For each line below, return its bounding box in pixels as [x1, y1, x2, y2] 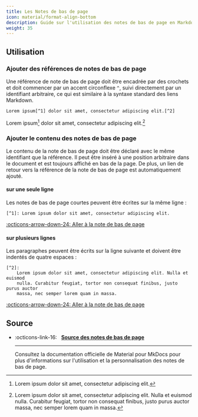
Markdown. [6, 97, 34, 104]
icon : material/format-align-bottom [6, 14, 96, 20]
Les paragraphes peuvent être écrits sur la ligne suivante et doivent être [6, 247, 181, 254]
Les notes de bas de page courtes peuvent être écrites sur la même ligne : [6, 199, 187, 206]
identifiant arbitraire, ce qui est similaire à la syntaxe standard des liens [6, 90, 179, 97]
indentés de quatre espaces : [6, 254, 77, 261]
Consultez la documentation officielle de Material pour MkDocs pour [14, 351, 181, 358]
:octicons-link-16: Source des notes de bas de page [14, 334, 144, 341]
